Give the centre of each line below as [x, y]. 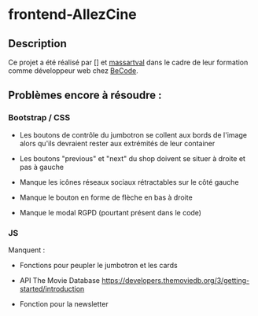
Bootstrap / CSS [39, 118]
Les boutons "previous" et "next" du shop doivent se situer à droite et [133, 158]
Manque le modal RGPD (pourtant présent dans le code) [111, 212]
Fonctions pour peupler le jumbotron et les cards [99, 265]
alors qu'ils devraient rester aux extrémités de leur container [117, 143]
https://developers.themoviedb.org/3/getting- [176, 280]
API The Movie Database [60, 280]
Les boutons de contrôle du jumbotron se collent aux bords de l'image [133, 134]
